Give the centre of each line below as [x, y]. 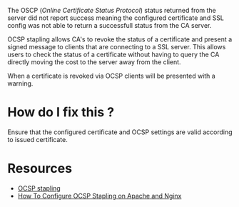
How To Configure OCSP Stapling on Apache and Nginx [100, 196]
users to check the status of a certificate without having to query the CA [113, 54]
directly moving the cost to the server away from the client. [94, 62]
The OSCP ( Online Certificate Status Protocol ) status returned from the [112, 10]
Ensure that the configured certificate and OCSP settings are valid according [120, 132]
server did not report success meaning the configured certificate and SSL [116, 18]
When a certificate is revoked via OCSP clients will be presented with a [111, 76]
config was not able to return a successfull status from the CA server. [110, 25]
